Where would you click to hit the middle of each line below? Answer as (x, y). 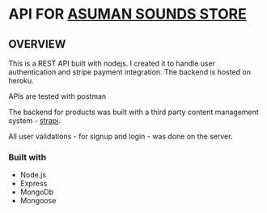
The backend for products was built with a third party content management (133, 112)
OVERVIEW (37, 44)
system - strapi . (34, 121)
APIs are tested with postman (57, 96)
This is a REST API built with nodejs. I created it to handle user (112, 63)
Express (34, 184)
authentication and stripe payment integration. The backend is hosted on (129, 72)
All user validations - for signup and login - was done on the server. (121, 136)
